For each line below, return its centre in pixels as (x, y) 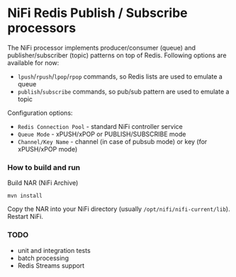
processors (42, 28)
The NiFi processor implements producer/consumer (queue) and (102, 47)
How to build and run (44, 167)
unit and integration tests (54, 250)
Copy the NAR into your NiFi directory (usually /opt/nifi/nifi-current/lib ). (119, 209)
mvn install (25, 196)
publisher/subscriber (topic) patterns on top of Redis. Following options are (117, 55)
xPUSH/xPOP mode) (47, 149)
